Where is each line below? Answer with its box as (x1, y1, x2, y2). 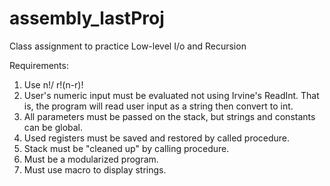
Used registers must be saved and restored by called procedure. (23, 132, 291, 144)
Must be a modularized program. (23, 153, 159, 165)
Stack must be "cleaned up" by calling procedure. (23, 142, 230, 154)
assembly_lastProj (9, 7, 165, 30)
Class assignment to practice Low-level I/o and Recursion (9, 40, 247, 52)
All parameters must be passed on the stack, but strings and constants (23, 110, 316, 122)
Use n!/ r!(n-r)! (23, 78, 84, 91)
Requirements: (9, 59, 69, 71)
